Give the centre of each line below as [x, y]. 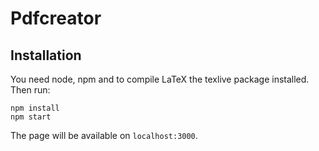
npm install [35, 108]
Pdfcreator [56, 18]
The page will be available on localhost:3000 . [104, 135]
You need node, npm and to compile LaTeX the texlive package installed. [160, 79]
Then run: [30, 90]
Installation [46, 55]
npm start [31, 117]
